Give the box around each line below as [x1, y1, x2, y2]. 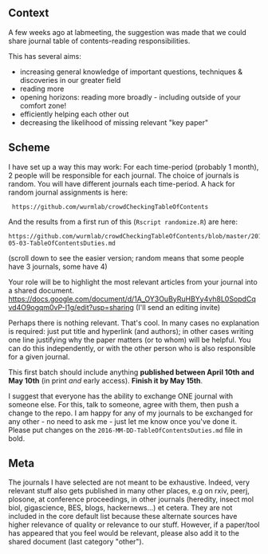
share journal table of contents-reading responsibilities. [8, 36, 191, 45]
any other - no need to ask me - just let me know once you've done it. [8, 416, 238, 426]
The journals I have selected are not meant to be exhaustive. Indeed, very [8, 477, 250, 487]
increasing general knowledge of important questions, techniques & [19, 67, 243, 77]
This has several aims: [8, 51, 81, 61]
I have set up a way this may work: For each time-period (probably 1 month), [8, 162, 259, 171]
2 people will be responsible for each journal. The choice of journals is [8, 171, 239, 180]
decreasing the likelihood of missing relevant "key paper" [19, 117, 209, 127]
